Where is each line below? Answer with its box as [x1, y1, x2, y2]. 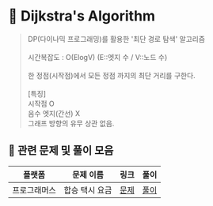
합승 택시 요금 [63, 185, 112, 196]
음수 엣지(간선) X [27, 108, 81, 118]
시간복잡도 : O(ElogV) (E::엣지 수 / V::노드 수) [27, 52, 168, 62]
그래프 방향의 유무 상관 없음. [27, 118, 115, 128]
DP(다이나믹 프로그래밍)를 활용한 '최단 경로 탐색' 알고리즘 [27, 34, 206, 43]
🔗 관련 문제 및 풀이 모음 [8, 144, 114, 157]
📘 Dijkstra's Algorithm [8, 7, 156, 25]
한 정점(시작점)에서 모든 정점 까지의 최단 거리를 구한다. [27, 70, 196, 80]
